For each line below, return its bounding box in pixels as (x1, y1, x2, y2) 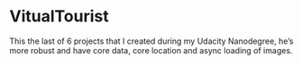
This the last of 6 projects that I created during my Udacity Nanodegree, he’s (9, 36, 294, 46)
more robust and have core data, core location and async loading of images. (9, 45, 293, 55)
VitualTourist (9, 6, 110, 27)
